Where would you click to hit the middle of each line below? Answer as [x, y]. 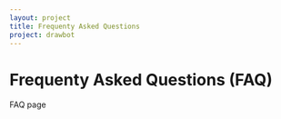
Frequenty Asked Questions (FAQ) [141, 79]
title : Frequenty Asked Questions [75, 26]
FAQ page [28, 104]
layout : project [40, 18]
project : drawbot [42, 35]
